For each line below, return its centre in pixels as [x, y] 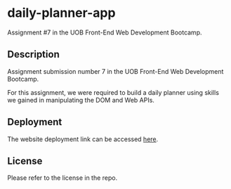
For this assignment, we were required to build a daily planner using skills [113, 92]
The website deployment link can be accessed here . [83, 139]
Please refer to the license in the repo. [62, 178]
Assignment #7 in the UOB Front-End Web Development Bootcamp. [105, 32]
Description [33, 54]
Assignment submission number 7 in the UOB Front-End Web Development [115, 71]
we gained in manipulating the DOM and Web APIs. [81, 100]
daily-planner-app [61, 13]
